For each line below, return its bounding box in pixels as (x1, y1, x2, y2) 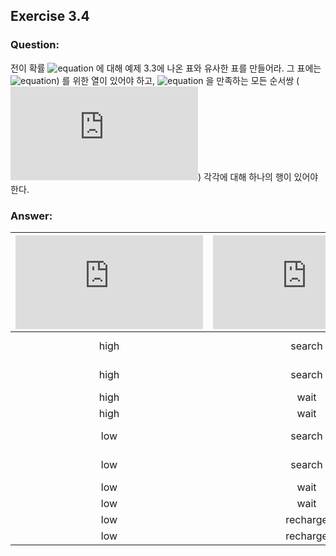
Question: (10, 38, 60, 52)
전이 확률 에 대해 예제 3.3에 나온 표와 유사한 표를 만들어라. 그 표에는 (10, 62, 322, 74)
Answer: (10, 209, 53, 223)
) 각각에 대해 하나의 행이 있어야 (198, 170, 319, 183)
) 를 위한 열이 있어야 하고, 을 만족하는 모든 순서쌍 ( (56, 74, 300, 86)
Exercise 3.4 (10, 8, 90, 25)
